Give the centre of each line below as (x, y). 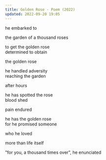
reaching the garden (26, 76)
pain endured (19, 109)
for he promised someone (31, 124)
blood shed (16, 100)
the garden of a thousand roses (37, 37)
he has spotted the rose (29, 95)
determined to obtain (26, 52)
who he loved (19, 133)
